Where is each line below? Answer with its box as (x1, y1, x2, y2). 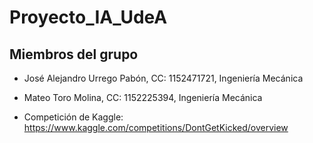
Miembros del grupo (9, 46, 139, 63)
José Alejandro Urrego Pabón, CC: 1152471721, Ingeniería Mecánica (23, 72, 304, 84)
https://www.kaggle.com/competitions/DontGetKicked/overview (23, 122, 289, 133)
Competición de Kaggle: (23, 111, 124, 123)
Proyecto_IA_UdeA (9, 6, 168, 29)
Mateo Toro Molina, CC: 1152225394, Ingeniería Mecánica (23, 92, 263, 103)
